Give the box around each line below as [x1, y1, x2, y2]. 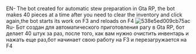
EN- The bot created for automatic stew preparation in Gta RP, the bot [6, 5, 175, 12]
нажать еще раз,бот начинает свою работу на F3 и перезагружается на [6, 36, 187, 43]
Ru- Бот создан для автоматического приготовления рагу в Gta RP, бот [6, 23, 185, 31]
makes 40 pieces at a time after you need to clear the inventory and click [6, 11, 183, 18]
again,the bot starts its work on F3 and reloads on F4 [6, 18, 134, 24]
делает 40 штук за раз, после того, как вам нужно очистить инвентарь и [6, 30, 189, 37]
